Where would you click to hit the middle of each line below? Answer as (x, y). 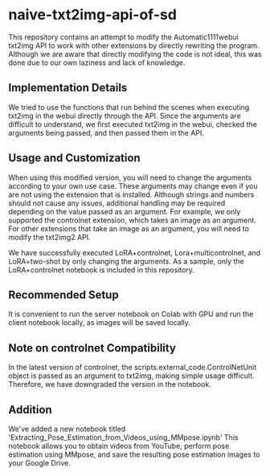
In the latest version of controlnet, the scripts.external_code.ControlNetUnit (133, 368)
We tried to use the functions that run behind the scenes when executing (129, 107)
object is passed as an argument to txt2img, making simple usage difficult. (131, 376)
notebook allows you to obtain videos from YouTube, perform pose (119, 446)
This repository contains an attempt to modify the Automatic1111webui (123, 37)
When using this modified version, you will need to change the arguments (130, 177)
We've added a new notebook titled (67, 429)
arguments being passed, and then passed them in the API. (106, 132)
